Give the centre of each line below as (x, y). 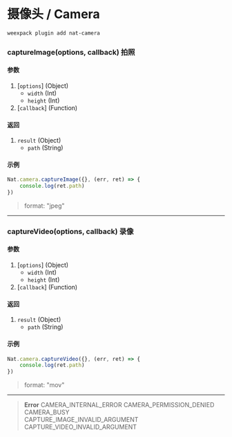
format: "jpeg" (44, 206)
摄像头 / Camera (54, 14)
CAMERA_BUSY (47, 412)
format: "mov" (44, 385)
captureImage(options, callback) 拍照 (71, 52)
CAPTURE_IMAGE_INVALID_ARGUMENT (81, 420)
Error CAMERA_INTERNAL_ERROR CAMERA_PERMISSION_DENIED (119, 405)
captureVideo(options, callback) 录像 (70, 231)
